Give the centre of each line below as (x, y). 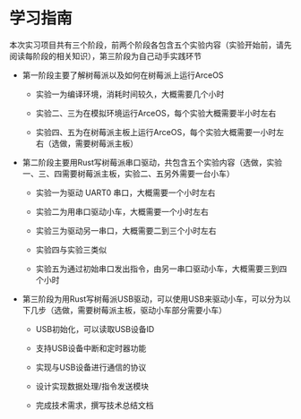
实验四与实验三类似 (71, 249)
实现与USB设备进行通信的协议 (91, 367)
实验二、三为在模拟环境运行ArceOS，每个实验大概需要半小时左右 (156, 113)
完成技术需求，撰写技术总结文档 (95, 405)
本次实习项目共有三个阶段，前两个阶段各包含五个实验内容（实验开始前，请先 (150, 45)
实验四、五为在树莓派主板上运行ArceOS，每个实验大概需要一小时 (156, 132)
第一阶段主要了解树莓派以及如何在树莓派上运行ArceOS (123, 75)
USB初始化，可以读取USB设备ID (95, 329)
